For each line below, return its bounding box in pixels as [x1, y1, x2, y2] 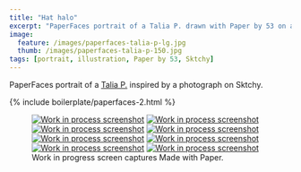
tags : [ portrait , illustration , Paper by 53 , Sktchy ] [9, 55, 215, 64]
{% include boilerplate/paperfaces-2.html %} [9, 97, 176, 107]
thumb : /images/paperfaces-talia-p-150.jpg [17, 47, 182, 56]
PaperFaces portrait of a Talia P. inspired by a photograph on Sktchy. [9, 80, 263, 90]
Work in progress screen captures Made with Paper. [31, 152, 224, 162]
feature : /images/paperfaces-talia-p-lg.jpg [17, 38, 186, 47]
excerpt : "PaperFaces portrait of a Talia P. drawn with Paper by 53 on [9, 21, 287, 30]
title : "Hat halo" [9, 13, 78, 22]
